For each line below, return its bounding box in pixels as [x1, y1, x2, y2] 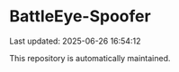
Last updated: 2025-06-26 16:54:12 [9, 36, 141, 46]
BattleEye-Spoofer [9, 6, 151, 27]
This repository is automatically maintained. [9, 52, 171, 63]
